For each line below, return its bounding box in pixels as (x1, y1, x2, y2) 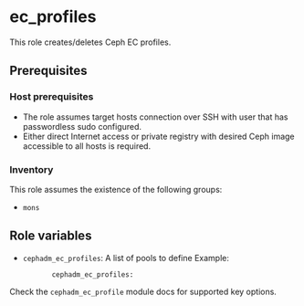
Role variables (9, 228, 92, 244)
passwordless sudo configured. (22, 121, 142, 132)
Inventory (9, 163, 54, 175)
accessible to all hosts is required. (22, 140, 152, 152)
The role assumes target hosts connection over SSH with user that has (22, 111, 288, 122)
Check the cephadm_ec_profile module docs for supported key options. (9, 286, 277, 297)
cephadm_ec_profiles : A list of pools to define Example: (22, 252, 230, 263)
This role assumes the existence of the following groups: (9, 184, 223, 195)
